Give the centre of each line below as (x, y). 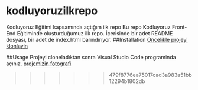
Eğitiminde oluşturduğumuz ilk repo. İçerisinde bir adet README (95, 33)
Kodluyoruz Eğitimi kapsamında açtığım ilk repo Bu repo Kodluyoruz (89, 27)
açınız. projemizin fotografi (39, 64)
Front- (180, 27)
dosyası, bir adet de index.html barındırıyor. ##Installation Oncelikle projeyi (97, 39)
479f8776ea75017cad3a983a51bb (150, 75)
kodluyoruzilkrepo (52, 11)
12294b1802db (127, 81)
